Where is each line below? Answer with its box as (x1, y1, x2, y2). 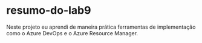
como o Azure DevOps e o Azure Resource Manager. (6, 29, 138, 36)
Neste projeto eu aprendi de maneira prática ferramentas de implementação (6, 23, 196, 30)
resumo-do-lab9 (6, 4, 91, 17)
